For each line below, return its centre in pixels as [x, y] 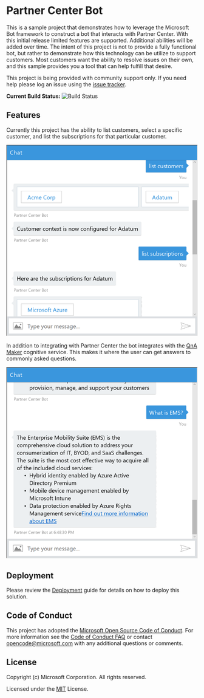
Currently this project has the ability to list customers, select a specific [94, 130]
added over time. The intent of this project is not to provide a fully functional [101, 47]
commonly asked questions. [42, 358]
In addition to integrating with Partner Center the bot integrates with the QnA [102, 346]
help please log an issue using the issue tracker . [66, 84]
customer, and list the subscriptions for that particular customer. [87, 136]
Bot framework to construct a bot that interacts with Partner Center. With [97, 33]
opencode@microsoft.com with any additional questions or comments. [95, 643]
